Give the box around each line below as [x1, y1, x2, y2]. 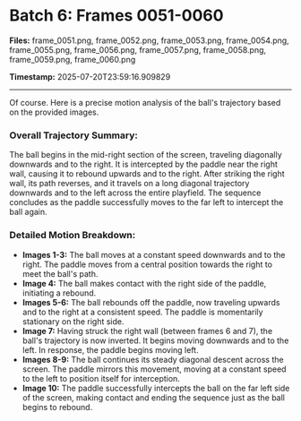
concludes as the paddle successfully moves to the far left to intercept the [9, 197, 284, 208]
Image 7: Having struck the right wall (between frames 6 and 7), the [21, 325, 273, 336]
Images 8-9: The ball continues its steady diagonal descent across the [21, 354, 284, 365]
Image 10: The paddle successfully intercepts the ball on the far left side [21, 382, 290, 393]
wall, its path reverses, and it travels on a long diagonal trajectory [9, 178, 250, 189]
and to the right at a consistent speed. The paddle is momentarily [21, 306, 263, 317]
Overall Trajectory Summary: [9, 129, 139, 142]
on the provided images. [9, 107, 99, 117]
